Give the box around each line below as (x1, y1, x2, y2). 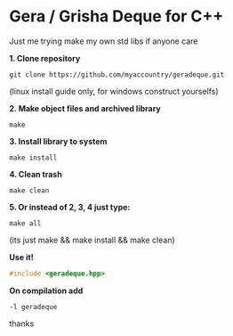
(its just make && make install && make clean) (9, 234, 175, 245)
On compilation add (9, 285, 84, 296)
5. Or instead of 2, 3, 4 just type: (9, 201, 131, 212)
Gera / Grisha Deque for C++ (9, 6, 224, 27)
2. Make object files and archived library (9, 102, 162, 113)
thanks (9, 318, 35, 329)
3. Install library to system (9, 135, 108, 146)
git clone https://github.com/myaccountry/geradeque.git (9, 70, 225, 79)
